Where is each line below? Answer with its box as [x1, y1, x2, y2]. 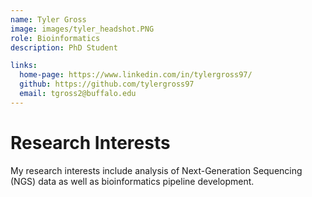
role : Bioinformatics [10, 33, 101, 43]
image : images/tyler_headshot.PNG [10, 24, 155, 34]
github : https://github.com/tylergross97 [19, 79, 195, 90]
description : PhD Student [10, 42, 118, 53]
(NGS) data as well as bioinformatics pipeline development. [10, 175, 255, 187]
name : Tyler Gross [10, 14, 87, 25]
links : [10, 61, 38, 71]
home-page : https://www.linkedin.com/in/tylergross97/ [19, 70, 253, 80]
